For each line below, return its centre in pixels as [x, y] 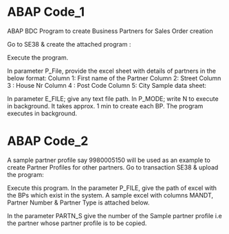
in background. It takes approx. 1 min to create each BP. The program [105, 106]
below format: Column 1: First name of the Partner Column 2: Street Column [114, 78]
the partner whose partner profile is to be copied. [77, 223]
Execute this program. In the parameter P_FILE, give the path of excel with [112, 188]
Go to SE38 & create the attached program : [69, 44]
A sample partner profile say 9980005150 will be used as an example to [109, 160]
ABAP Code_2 [48, 141]
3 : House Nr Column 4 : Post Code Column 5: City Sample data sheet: [107, 85]
